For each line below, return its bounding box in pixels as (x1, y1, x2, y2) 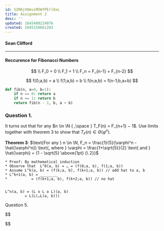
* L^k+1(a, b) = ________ (5, 172, 58, 177)
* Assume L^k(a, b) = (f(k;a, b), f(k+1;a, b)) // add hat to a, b (5, 168, 145, 173)
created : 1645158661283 (5, 25, 54, 30)
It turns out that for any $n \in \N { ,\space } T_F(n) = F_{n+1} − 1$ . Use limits (5, 123, 159, 129)
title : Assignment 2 (5, 12, 47, 17)
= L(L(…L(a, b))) (24, 193, 60, 198)
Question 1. (5, 112, 33, 119)
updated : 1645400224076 (5, 20, 54, 26)
